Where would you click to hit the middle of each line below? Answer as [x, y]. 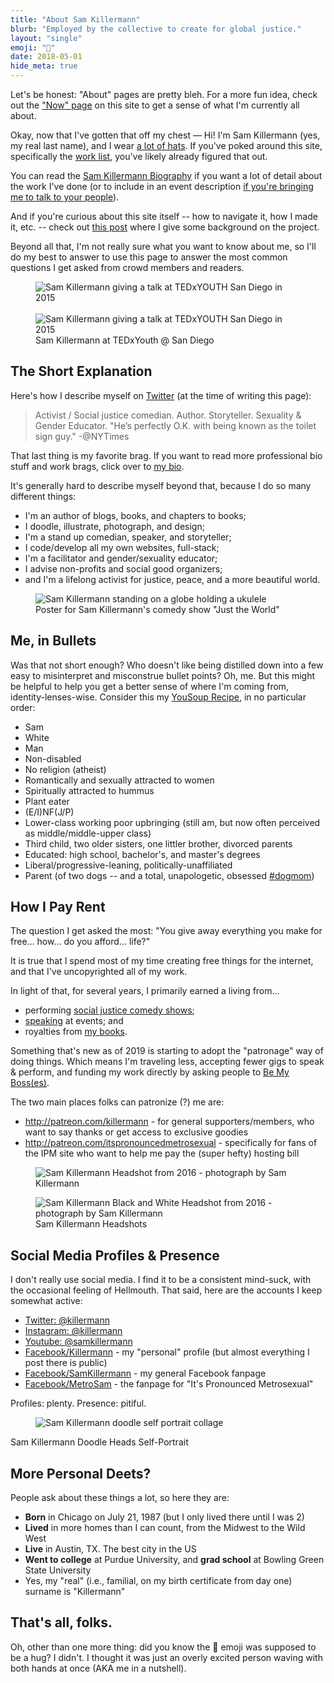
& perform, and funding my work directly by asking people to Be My [150, 1072]
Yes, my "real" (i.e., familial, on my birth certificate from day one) [158, 1581]
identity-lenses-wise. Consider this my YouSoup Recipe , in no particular [158, 697]
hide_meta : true [44, 66]
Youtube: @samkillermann [78, 1342]
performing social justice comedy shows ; [109, 1010]
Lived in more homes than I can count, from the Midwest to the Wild [165, 1528]
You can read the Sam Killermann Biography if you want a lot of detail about [166, 175]
